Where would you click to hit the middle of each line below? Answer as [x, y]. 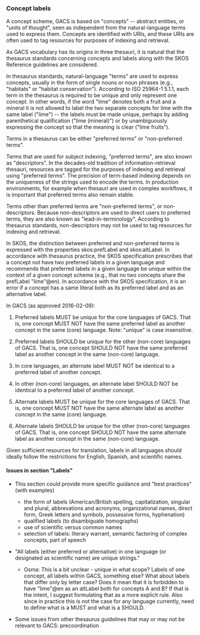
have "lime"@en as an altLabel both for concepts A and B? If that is [106, 588]
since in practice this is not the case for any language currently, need [109, 601]
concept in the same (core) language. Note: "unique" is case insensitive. [104, 330]
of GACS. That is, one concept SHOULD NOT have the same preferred [101, 348]
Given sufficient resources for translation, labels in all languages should [94, 450]
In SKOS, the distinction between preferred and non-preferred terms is [93, 243]
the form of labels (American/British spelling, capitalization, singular [107, 502]
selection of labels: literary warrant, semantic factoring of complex [105, 533]
